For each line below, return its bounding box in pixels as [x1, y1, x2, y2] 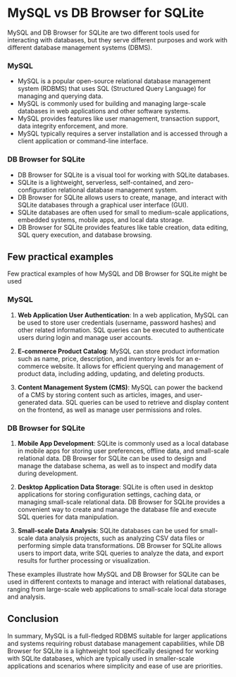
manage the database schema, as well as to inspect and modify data [17, 461, 217, 470]
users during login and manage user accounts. [17, 333, 153, 341]
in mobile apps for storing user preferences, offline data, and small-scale [17, 446, 230, 455]
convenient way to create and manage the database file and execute [17, 505, 217, 513]
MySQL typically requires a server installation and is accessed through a [17, 129, 228, 138]
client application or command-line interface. [17, 137, 149, 145]
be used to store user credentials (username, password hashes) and [17, 318, 216, 327]
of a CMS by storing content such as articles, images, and [17, 390, 186, 399]
